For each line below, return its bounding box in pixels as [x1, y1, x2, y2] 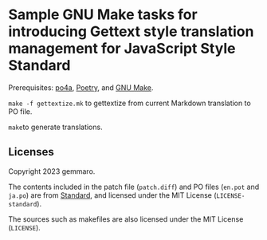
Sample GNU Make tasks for [8, 6, 198, 24]
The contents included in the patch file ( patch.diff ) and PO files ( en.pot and [8, 182, 260, 191]
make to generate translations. [8, 122, 103, 132]
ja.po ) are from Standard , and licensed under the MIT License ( [8, 190, 217, 200]
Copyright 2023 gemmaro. [8, 166, 96, 176]
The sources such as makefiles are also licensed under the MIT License [8, 214, 244, 224]
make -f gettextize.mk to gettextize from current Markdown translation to [8, 98, 251, 108]
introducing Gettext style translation [8, 22, 254, 41]
